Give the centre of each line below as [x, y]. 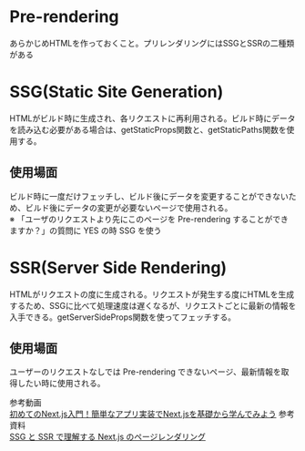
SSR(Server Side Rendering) [118, 267]
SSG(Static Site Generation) [117, 92]
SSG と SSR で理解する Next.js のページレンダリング [108, 437]
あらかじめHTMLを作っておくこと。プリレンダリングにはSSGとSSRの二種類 [152, 43]
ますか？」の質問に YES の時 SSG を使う [86, 231]
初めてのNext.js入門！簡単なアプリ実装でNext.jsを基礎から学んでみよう [143, 414]
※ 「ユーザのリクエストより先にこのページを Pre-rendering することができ [149, 219]
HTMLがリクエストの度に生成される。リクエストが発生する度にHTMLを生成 [152, 294]
